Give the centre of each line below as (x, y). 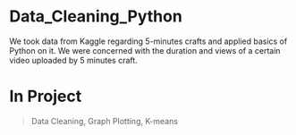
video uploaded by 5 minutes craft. (74, 60)
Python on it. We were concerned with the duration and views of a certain (145, 50)
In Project (46, 97)
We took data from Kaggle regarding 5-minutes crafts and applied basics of (148, 41)
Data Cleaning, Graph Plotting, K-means (105, 121)
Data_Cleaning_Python (96, 17)
